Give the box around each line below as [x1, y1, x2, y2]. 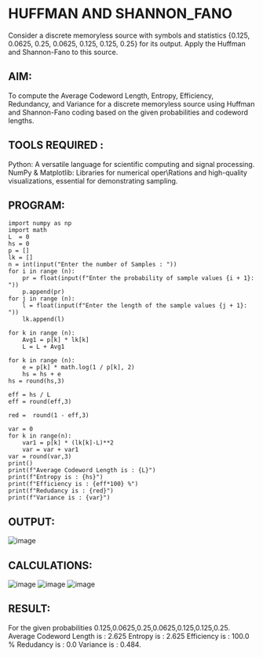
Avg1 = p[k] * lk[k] [22, 336, 89, 344]
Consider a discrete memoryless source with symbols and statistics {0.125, [8, 31, 250, 40]
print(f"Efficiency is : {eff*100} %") [8, 480, 139, 488]
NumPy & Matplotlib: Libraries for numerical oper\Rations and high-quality [8, 168, 247, 177]
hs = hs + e [22, 370, 61, 379]
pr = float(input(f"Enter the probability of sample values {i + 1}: [22, 274, 255, 282]
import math [8, 227, 47, 234]
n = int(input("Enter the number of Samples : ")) [8, 260, 177, 269]
